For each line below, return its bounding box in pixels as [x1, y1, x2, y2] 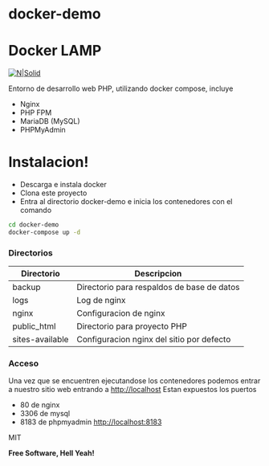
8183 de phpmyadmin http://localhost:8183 [19, 417, 162, 427]
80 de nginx [19, 400, 60, 410]
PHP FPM [19, 108, 52, 117]
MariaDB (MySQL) [19, 117, 80, 126]
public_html [12, 321, 56, 332]
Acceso [8, 358, 39, 370]
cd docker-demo [8, 221, 59, 229]
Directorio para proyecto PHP [75, 321, 187, 332]
